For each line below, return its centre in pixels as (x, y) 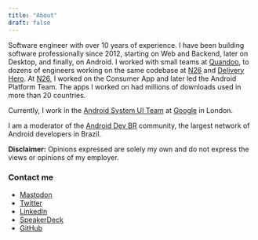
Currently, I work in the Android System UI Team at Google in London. (121, 110)
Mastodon (36, 195)
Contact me (31, 177)
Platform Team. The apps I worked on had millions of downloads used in (125, 86)
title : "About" (33, 15)
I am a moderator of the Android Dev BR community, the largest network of (129, 125)
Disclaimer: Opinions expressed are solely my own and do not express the (129, 149)
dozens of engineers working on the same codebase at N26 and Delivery (126, 70)
